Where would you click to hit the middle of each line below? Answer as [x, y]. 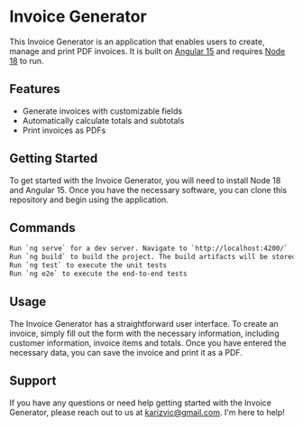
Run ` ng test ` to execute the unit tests [88, 265]
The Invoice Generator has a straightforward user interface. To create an [144, 323]
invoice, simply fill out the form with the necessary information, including [144, 333]
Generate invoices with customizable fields [102, 111]
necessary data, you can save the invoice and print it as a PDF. [126, 352]
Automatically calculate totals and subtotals [103, 120]
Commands [43, 227]
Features [35, 89]
